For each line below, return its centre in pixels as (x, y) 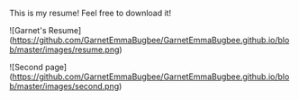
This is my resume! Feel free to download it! (91, 13)
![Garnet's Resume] (45, 30)
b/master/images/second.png (64, 86)
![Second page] (38, 67)
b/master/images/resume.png (64, 50)
